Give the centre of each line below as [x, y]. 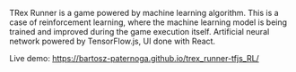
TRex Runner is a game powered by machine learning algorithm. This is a [144, 13]
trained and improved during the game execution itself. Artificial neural [139, 32]
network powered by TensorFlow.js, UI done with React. [113, 41]
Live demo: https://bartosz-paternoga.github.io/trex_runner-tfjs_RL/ [135, 58]
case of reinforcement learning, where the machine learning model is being [148, 22]
